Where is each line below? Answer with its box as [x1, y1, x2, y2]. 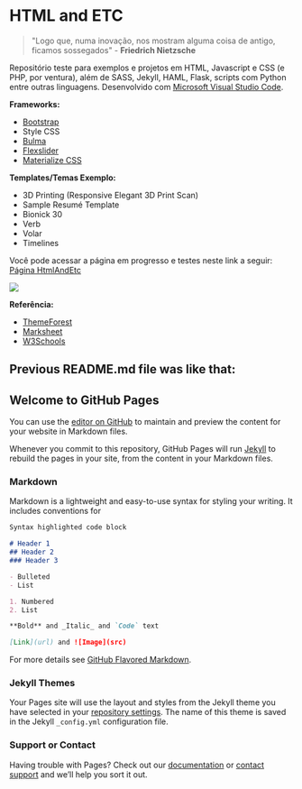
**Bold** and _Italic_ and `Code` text [9, 621, 160, 631]
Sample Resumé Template [22, 199, 120, 210]
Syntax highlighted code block [9, 523, 127, 532]
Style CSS [22, 125, 60, 136]
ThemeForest [22, 317, 72, 327]
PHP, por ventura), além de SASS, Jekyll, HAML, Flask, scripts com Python [9, 71, 287, 82]
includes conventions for [9, 506, 102, 517]
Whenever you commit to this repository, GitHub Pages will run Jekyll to [9, 444, 277, 454]
